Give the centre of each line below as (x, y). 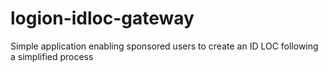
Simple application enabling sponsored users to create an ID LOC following (164, 46)
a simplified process (52, 56)
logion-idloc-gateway (102, 18)
